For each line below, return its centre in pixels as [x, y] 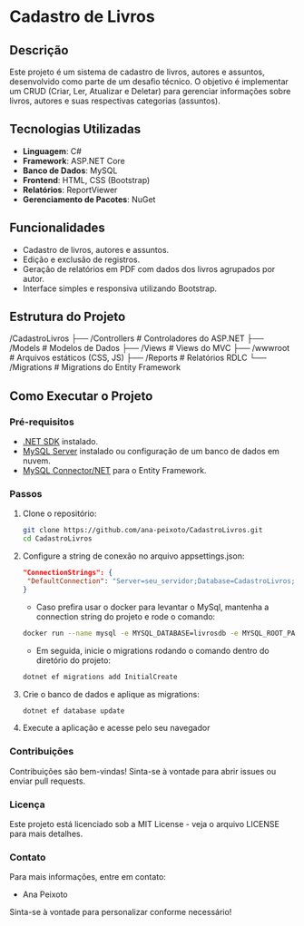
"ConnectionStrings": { [68, 573]
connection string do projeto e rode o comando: [126, 616]
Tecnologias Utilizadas [75, 129]
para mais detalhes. [46, 834]
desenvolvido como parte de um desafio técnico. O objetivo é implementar [149, 82]
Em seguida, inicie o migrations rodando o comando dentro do [152, 650]
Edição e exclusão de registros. [81, 259]
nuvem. [37, 461]
